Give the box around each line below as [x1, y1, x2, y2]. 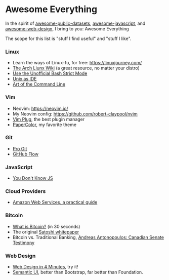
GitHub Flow [12, 151, 39, 157]
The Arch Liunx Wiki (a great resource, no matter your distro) [12, 65, 140, 71]
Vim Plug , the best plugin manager [12, 116, 85, 122]
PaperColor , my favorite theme [12, 122, 77, 128]
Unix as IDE [12, 76, 37, 82]
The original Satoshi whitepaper [12, 229, 79, 235]
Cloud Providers [5, 188, 46, 195]
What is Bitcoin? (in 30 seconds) [12, 223, 80, 229]
